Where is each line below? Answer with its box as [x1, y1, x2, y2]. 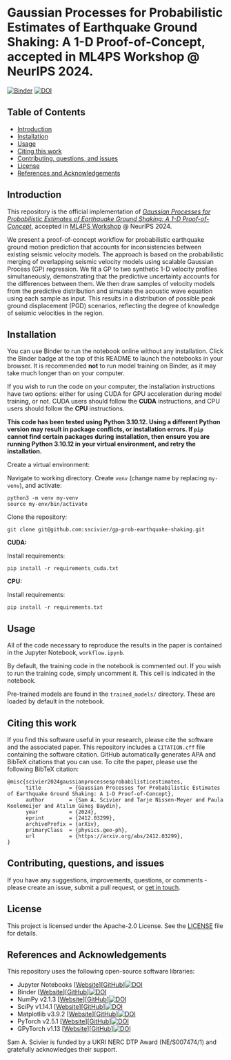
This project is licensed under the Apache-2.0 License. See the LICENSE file [7, 921, 223, 930]
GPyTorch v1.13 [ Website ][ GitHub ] [17, 1025, 114, 1033]
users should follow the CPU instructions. [7, 404, 125, 413]
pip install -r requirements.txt [7, 604, 103, 611]
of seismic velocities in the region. [7, 309, 105, 317]
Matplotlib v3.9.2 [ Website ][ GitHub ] [17, 1010, 119, 1019]
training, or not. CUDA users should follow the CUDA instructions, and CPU [7, 397, 221, 406]
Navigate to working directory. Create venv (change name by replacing [7, 474, 208, 482]
